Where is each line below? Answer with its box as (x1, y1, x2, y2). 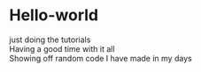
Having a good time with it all (9, 43, 115, 54)
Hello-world (9, 5, 99, 25)
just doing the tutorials (9, 34, 91, 45)
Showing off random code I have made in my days (9, 53, 192, 63)
